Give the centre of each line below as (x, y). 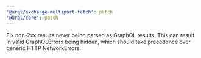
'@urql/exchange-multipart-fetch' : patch (60, 12)
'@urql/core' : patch (33, 18)
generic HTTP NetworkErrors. (44, 48)
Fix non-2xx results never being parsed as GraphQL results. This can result (100, 35)
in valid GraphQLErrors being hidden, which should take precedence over (98, 42)
